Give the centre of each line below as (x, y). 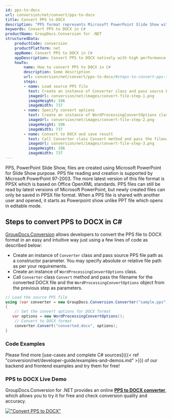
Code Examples (25, 344)
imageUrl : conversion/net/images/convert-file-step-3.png (91, 144)
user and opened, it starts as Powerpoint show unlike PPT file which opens (84, 200)
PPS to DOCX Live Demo (36, 379)
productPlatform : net (37, 48)
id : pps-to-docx (23, 10)
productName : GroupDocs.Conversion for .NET (53, 34)
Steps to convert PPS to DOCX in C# (64, 222)
